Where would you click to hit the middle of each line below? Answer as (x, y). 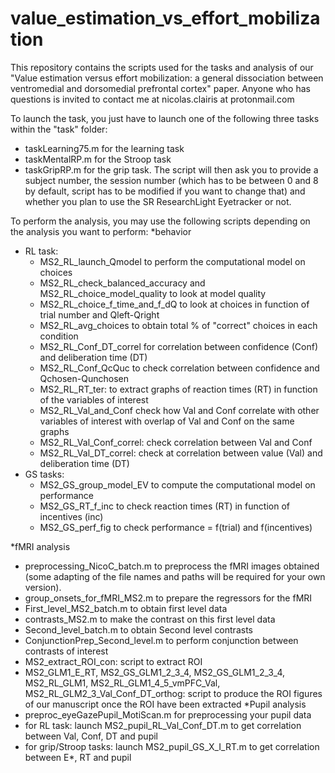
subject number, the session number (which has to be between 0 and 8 (171, 180)
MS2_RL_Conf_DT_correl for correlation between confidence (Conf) (178, 346)
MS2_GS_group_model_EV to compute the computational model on (177, 484)
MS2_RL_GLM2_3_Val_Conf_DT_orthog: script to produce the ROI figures (173, 693)
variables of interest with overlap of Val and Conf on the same (167, 421)
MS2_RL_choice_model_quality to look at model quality (153, 293)
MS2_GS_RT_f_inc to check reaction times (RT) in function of (164, 506)
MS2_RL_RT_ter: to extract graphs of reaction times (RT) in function (178, 389)
